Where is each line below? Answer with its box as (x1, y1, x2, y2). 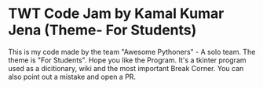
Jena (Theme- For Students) (8, 21, 197, 39)
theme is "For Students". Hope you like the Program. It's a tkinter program (8, 55, 247, 65)
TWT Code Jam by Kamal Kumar (8, 5, 225, 23)
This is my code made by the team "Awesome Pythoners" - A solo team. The (8, 47, 256, 56)
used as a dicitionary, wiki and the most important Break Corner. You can (8, 63, 244, 73)
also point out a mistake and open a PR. (8, 72, 136, 81)
